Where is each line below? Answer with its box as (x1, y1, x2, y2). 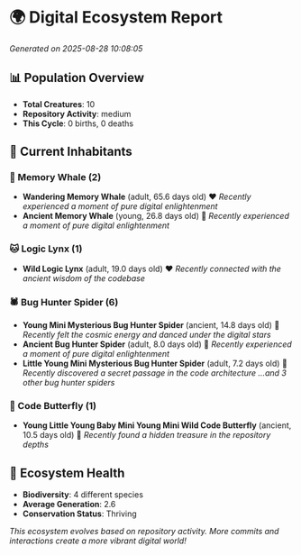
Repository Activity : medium (22, 108, 132, 119)
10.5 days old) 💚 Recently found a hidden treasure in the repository (22, 430, 271, 441)
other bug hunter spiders (22, 378, 115, 388)
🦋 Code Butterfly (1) (9, 399, 97, 412)
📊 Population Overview (9, 70, 145, 86)
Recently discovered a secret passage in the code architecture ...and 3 (22, 368, 287, 378)
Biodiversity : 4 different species (22, 489, 144, 500)
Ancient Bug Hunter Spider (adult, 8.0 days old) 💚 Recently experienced (22, 339, 293, 350)
